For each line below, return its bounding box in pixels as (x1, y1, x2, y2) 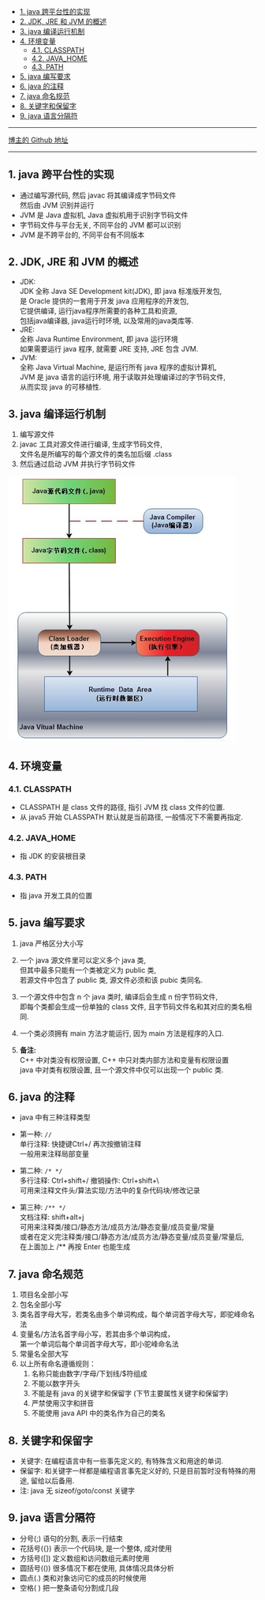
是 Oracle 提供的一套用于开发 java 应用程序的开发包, (19, 296, 189, 306)
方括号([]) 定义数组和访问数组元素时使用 (19, 1553, 150, 1563)
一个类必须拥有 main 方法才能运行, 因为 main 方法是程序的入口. (19, 1028, 225, 1037)
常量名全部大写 (19, 1350, 69, 1359)
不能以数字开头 (31, 1379, 80, 1388)
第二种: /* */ (19, 1166, 63, 1176)
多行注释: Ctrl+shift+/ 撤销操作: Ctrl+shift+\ (19, 1176, 159, 1185)
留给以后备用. (30, 1476, 75, 1485)
